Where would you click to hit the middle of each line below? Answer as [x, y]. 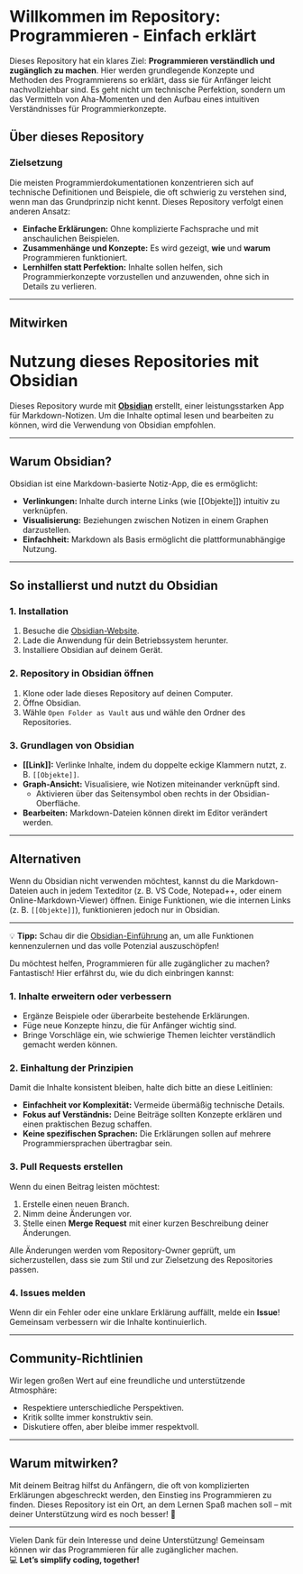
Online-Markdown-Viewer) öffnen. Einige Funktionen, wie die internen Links [150, 900]
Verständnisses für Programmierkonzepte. [88, 108]
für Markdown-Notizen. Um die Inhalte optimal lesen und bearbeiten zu [142, 415]
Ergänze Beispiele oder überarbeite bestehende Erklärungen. [136, 1016]
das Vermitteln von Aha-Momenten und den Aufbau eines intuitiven [134, 99]
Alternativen [45, 859]
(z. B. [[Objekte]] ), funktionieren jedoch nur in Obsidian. [115, 909]
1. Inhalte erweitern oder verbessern [91, 996]
